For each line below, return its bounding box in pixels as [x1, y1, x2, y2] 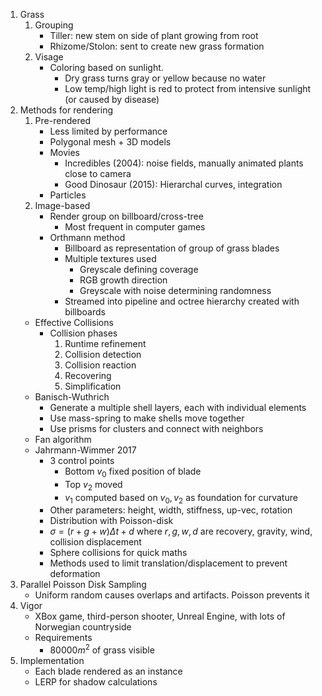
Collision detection [64, 349, 142, 360]
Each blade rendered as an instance [34, 665, 183, 678]
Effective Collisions [34, 317, 114, 328]
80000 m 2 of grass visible [49, 642, 155, 656]
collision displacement [49, 536, 142, 548]
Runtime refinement [64, 338, 147, 349]
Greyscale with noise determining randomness [79, 285, 272, 296]
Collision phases [49, 327, 118, 339]
